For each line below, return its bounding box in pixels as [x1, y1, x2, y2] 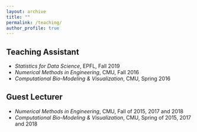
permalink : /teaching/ [6, 19, 62, 25]
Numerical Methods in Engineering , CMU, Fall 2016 [14, 69, 139, 76]
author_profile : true [6, 25, 60, 31]
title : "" [6, 14, 31, 20]
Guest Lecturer [6, 92, 63, 102]
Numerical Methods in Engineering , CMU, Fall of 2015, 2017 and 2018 [14, 107, 183, 115]
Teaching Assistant [6, 47, 79, 57]
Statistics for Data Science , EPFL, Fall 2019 [14, 62, 120, 70]
